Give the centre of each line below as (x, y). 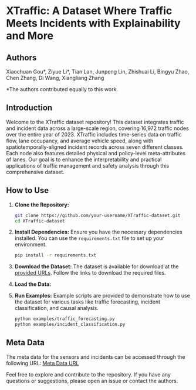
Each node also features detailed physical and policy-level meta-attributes (96, 153)
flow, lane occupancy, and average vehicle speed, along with (80, 141)
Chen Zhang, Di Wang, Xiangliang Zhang (55, 78)
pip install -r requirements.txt (55, 255)
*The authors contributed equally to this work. (62, 89)
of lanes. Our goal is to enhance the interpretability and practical (84, 159)
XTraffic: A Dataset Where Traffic (89, 11)
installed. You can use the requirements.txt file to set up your (89, 238)
